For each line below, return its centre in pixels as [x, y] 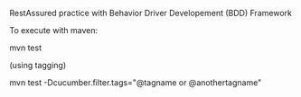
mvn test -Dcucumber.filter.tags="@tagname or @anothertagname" [136, 83]
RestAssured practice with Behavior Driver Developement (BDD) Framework [150, 13]
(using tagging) [38, 65]
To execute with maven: [54, 30]
